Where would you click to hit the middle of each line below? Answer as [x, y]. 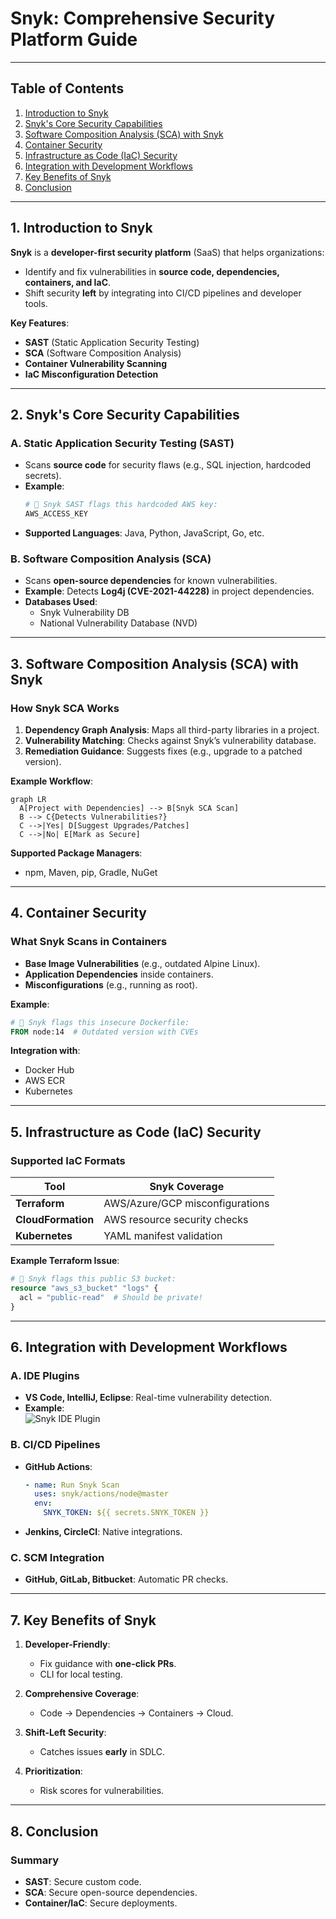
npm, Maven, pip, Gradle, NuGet [91, 872]
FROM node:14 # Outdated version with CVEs [104, 1032]
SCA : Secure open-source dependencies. [111, 1892]
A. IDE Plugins [45, 1375]
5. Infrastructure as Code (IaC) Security [136, 1132]
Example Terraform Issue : [65, 1261]
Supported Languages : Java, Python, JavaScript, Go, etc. [144, 533]
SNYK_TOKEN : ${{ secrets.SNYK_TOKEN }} [126, 1513]
